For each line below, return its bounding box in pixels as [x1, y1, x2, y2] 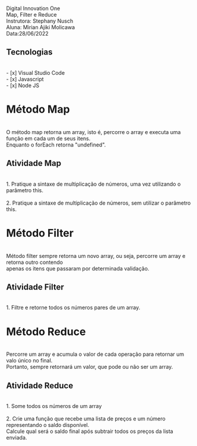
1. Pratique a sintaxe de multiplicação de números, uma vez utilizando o [6, 180, 181, 187]
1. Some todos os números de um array [6, 403, 102, 410]
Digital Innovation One [6, 5, 61, 12]
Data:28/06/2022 [6, 30, 49, 37]
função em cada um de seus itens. [6, 135, 91, 142]
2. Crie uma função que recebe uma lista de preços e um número [6, 415, 166, 422]
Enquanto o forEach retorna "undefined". [6, 141, 106, 148]
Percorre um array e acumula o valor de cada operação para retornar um [6, 351, 185, 358]
